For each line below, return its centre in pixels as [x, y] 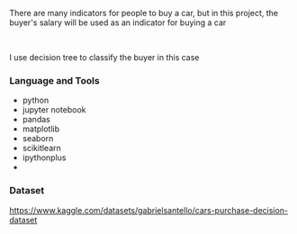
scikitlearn [41, 148]
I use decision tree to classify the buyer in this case [104, 57]
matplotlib [41, 129]
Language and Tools [55, 80]
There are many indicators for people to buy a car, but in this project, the [144, 13]
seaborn [38, 139]
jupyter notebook [54, 110]
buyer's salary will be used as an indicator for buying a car [118, 22]
